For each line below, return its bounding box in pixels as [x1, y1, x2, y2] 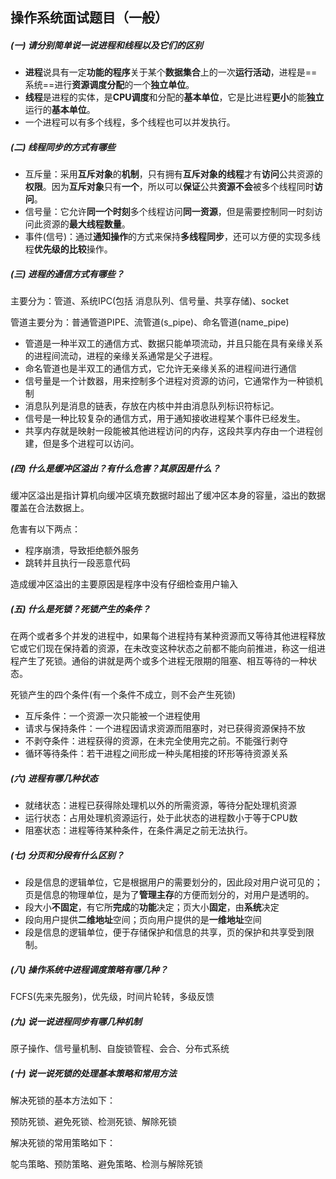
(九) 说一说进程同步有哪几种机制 [10, 1015, 142, 1027]
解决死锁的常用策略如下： [10, 1137, 116, 1149]
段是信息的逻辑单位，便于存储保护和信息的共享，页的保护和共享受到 [24, 926, 306, 938]
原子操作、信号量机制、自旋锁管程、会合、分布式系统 [10, 1043, 230, 1055]
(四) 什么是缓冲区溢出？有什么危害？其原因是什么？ [10, 462, 221, 474]
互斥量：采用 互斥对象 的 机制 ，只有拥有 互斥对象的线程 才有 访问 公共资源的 [24, 168, 323, 180]
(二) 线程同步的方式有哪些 [10, 141, 116, 153]
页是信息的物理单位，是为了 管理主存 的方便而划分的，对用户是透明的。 [24, 889, 315, 901]
